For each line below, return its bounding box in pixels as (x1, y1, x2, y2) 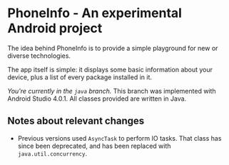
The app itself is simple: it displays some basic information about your (7, 65, 213, 74)
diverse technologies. (7, 51, 71, 60)
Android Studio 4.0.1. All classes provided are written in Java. (7, 94, 187, 103)
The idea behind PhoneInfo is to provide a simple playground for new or (7, 44, 218, 52)
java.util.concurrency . (17, 149, 88, 158)
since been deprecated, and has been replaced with (17, 141, 171, 150)
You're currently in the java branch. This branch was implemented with (7, 86, 216, 95)
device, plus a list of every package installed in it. (7, 73, 152, 81)
